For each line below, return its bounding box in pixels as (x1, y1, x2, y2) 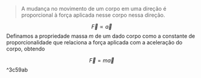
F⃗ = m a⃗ (88, 57, 115, 64)
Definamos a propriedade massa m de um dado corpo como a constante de (6, 32, 196, 40)
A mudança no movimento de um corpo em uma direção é (21, 5, 166, 12)
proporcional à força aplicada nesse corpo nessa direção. (21, 11, 165, 19)
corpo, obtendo (6, 45, 45, 52)
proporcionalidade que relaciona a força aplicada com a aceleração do (6, 39, 183, 46)
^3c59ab (6, 66, 28, 73)
